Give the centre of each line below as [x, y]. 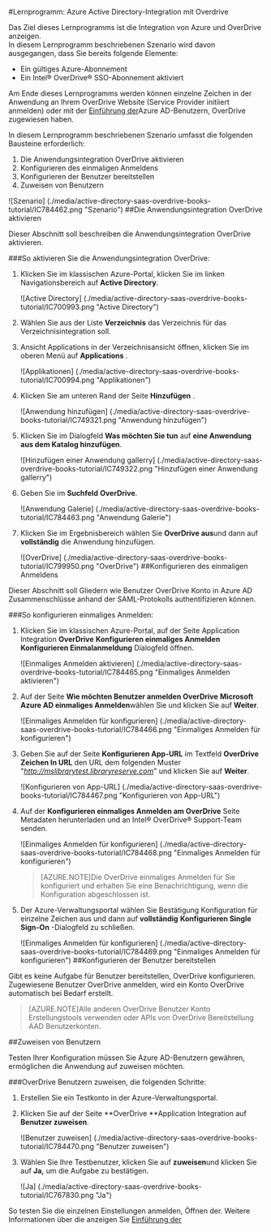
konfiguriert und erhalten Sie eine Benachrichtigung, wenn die [144, 885]
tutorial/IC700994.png [57, 380]
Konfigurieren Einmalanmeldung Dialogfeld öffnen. [107, 648]
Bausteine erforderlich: [47, 144]
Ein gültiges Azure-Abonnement [73, 69]
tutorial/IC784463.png [57, 517]
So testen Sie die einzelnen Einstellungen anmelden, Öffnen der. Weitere [129, 1211]
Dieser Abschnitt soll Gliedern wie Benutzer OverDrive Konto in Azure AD [131, 590]
